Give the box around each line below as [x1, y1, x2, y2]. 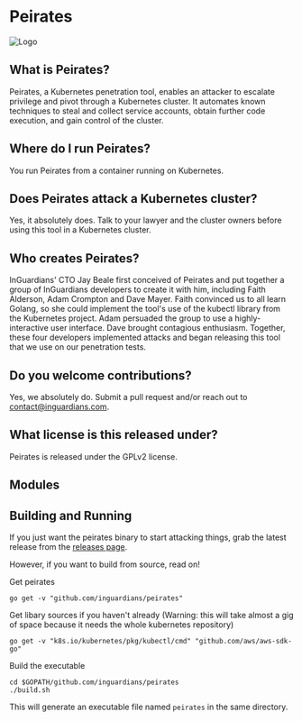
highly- [234, 313, 261, 324]
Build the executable [9, 661, 86, 671]
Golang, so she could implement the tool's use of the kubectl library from [9, 304, 281, 315]
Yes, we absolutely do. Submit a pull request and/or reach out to [9, 392, 248, 402]
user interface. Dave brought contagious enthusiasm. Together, [50, 323, 286, 333]
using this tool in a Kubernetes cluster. [9, 224, 151, 235]
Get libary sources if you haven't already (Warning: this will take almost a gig [9, 610, 294, 621]
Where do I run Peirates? [9, 141, 151, 157]
